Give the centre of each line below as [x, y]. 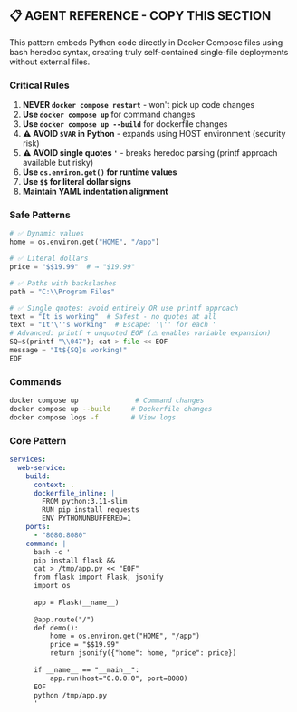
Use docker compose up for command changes [109, 115]
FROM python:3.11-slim [85, 502]
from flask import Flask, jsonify [99, 577]
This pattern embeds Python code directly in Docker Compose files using [146, 42]
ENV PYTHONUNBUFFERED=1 [86, 519]
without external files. [50, 62]
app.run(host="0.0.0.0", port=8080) [119, 678]
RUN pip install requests [91, 510]
